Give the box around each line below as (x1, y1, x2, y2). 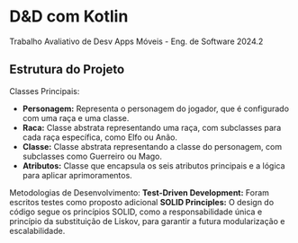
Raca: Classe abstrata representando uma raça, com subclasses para (22, 122, 282, 133)
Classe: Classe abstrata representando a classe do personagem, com (22, 141, 282, 152)
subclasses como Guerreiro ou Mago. (22, 151, 163, 161)
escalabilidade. (9, 225, 66, 236)
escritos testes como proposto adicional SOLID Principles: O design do (9, 196, 275, 207)
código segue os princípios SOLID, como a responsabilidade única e (9, 206, 263, 217)
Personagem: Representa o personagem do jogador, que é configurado (22, 103, 290, 114)
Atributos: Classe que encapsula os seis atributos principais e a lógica (22, 160, 285, 171)
